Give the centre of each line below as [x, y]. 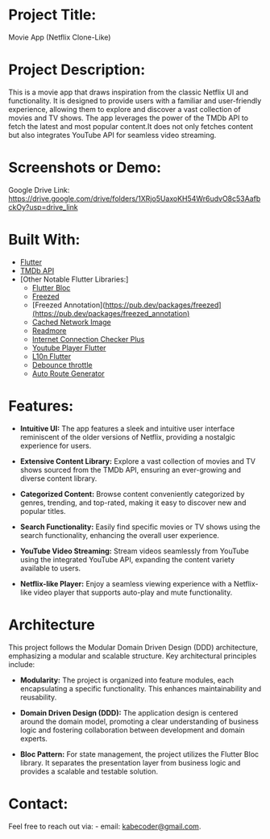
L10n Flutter [51, 356]
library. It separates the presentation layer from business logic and [130, 762]
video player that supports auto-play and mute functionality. [133, 592]
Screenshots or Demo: [85, 168]
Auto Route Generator [68, 374]
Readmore [49, 330]
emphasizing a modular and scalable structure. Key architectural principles [133, 656]
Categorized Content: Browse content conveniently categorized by [132, 494]
